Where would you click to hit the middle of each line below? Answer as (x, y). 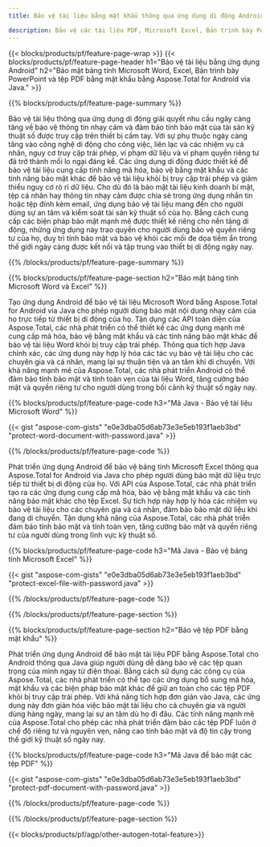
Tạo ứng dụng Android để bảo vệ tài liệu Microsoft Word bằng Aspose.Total (133, 301)
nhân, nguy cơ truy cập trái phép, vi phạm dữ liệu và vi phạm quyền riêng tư (134, 153)
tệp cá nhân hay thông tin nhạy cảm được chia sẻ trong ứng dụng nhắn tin (131, 195)
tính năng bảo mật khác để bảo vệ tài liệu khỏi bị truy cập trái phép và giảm (133, 178)
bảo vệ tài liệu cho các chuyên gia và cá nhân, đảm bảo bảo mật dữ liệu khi (133, 509)
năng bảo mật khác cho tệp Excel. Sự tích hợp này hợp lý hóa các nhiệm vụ (133, 501)
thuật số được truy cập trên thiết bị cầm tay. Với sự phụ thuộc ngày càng (128, 135)
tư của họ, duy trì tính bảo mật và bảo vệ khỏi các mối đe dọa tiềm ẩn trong (133, 238)
